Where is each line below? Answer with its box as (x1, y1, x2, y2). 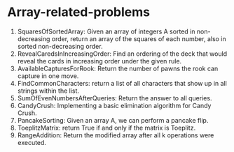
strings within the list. (17, 86, 79, 95)
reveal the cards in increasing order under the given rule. (17, 56, 182, 65)
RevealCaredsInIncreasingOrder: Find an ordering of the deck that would (17, 50, 228, 58)
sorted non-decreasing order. (17, 42, 103, 50)
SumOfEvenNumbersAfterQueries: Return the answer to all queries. (17, 93, 212, 102)
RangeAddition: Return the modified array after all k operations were (17, 130, 214, 139)
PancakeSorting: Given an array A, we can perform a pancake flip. (17, 116, 209, 124)
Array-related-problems (7, 4, 151, 20)
